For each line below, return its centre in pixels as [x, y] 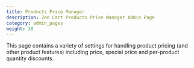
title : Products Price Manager [45, 12]
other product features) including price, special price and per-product [93, 52]
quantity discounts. [30, 58]
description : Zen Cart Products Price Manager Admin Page [80, 17]
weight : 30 [20, 29]
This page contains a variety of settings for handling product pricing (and [97, 46]
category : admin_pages [35, 23]
